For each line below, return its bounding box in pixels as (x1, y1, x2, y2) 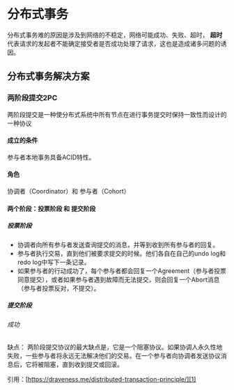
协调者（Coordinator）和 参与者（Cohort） (7, 187, 130, 196)
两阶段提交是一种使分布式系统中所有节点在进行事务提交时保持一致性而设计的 (7, 110, 227, 118)
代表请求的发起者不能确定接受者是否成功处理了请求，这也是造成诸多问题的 (7, 39, 221, 47)
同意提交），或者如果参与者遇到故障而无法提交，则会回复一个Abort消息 (17, 275, 220, 283)
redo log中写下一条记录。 (17, 258, 91, 266)
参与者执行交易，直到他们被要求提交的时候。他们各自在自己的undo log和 (17, 249, 226, 258)
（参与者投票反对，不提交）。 (17, 283, 100, 292)
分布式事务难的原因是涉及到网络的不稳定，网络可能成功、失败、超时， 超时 (7, 31, 223, 39)
